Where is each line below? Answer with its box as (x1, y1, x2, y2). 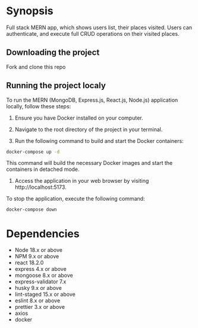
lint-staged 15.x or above (14, 290, 76, 298)
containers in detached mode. (6, 165, 80, 173)
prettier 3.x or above (14, 304, 65, 311)
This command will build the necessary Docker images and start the (6, 160, 173, 167)
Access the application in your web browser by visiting (14, 177, 149, 185)
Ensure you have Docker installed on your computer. (14, 114, 143, 121)
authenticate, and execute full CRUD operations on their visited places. (6, 30, 180, 37)
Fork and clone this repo (6, 63, 66, 70)
